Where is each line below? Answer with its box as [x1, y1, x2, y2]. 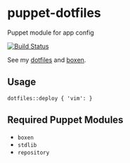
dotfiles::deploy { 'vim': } [7, 95, 93, 102]
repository [17, 149, 50, 156]
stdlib [17, 141, 37, 149]
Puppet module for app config [7, 28, 95, 37]
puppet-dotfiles [7, 5, 102, 21]
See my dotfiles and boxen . [7, 55, 86, 64]
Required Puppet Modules [7, 114, 124, 126]
